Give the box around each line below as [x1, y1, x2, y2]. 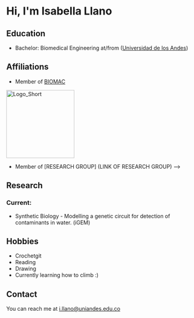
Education [6, 28, 46, 39]
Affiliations [6, 62, 49, 72]
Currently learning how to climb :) [15, 271, 99, 279]
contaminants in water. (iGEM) [15, 219, 91, 226]
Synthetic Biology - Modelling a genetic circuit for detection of [15, 212, 170, 219]
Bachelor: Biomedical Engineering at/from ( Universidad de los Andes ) [15, 44, 189, 51]
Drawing [15, 265, 36, 273]
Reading [15, 259, 36, 266]
